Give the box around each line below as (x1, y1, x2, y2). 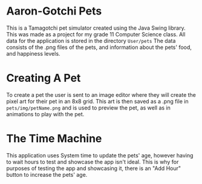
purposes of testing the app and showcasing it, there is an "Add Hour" (6, 165, 181, 172)
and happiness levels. (6, 50, 60, 57)
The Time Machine (6, 132, 102, 146)
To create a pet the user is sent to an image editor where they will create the (6, 91, 197, 98)
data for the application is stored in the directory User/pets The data (6, 37, 176, 44)
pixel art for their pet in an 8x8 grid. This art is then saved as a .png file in (6, 97, 189, 105)
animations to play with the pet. (6, 110, 85, 117)
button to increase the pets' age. (6, 171, 88, 178)
